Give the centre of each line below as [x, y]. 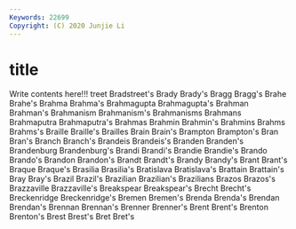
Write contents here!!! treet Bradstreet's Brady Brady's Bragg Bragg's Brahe [148, 94]
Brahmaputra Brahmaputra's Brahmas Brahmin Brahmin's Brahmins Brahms [148, 122]
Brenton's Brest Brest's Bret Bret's [72, 217]
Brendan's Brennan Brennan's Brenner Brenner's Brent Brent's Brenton [139, 207]
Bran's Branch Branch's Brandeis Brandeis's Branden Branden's [127, 141]
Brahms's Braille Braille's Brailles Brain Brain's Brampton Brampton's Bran [144, 132]
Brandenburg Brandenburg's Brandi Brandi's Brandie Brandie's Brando [139, 151]
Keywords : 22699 [39, 17]
